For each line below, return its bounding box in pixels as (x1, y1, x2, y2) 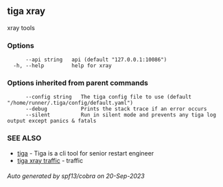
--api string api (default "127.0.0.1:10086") (25, 56, 167, 64)
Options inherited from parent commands (7, 78, 149, 88)
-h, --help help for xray (13, 62, 112, 69)
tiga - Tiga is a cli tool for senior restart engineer (16, 149, 154, 157)
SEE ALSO (7, 134, 42, 143)
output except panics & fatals (7, 118, 97, 125)
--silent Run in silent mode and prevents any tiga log (25, 112, 216, 119)
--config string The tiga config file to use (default (25, 94, 192, 101)
